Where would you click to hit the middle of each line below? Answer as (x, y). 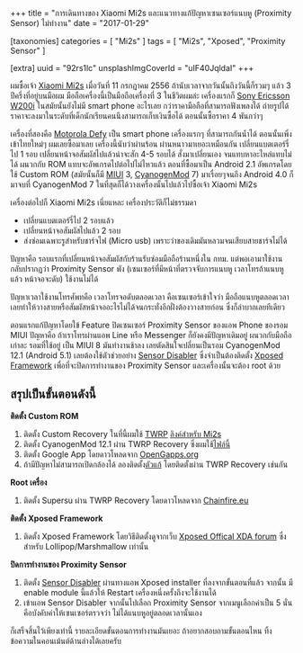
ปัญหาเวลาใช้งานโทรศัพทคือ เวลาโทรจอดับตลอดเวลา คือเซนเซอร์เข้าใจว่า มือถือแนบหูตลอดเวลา (150, 297)
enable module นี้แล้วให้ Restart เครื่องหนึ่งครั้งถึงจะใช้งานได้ (120, 592)
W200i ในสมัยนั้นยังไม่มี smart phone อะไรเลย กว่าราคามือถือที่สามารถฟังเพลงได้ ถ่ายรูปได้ (150, 106)
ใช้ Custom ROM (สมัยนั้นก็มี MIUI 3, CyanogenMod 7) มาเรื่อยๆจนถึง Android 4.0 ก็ (152, 174)
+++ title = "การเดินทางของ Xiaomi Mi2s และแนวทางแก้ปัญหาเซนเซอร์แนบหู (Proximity (151, 13)
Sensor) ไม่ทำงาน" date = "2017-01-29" (80, 23)
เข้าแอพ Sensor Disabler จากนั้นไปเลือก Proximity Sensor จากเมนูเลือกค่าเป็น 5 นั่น (158, 603)
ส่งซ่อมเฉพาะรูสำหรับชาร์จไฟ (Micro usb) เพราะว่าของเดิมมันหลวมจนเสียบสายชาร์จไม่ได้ (155, 241)
